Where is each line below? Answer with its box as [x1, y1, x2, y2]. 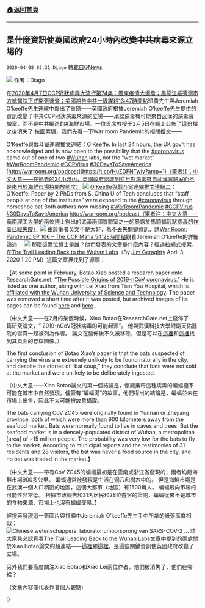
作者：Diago [13, 76, 45, 84]
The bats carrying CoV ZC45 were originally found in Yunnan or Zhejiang [6, 409, 189, 417]
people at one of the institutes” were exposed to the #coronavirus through [6, 197, 193, 204]
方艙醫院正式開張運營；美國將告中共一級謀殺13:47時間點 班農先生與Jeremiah [6, 97, 198, 104]
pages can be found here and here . [6, 302, 95, 309]
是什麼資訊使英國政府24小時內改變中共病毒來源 [6, 35, 185, 45]
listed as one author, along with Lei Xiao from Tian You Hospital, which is [6, 282, 189, 290]
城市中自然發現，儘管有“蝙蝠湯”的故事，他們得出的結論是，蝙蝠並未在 [22, 389, 198, 397]
